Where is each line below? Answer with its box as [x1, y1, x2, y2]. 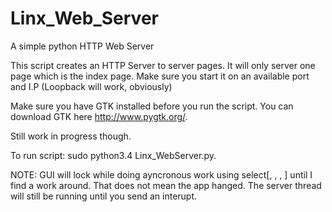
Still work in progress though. [10, 130, 132, 142]
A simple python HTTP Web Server [10, 40, 155, 52]
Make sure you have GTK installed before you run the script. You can [10, 100, 294, 112]
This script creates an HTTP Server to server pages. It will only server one [10, 59, 316, 71]
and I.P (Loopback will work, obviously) [10, 80, 173, 92]
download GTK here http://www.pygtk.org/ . [10, 110, 188, 122]
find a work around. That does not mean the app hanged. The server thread [10, 179, 322, 191]
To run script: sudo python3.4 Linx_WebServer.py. [10, 149, 217, 161]
